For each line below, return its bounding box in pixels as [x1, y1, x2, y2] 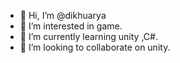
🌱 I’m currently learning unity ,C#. [19, 31, 158, 42]
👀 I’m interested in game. [19, 20, 123, 32]
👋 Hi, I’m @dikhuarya [19, 10, 107, 21]
